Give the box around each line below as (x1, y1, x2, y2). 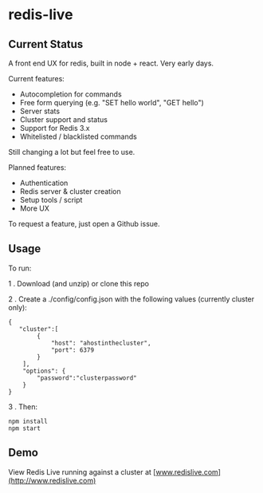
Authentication (19, 178, 69, 187)
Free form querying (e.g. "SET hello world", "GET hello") (19, 98, 205, 107)
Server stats (19, 106, 61, 116)
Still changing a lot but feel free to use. (8, 148, 135, 156)
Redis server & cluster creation (19, 187, 121, 196)
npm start (8, 424, 41, 432)
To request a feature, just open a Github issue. (8, 219, 160, 228)
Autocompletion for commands (19, 89, 122, 99)
